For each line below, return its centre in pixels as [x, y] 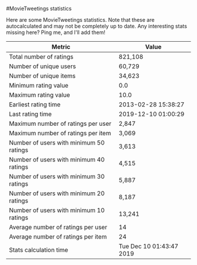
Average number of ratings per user [58, 227]
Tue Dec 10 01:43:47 [149, 246]
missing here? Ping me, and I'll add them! [56, 32]
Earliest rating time [35, 104]
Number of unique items [43, 76]
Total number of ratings [41, 57]
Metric [61, 47]
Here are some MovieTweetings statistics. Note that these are [80, 20]
